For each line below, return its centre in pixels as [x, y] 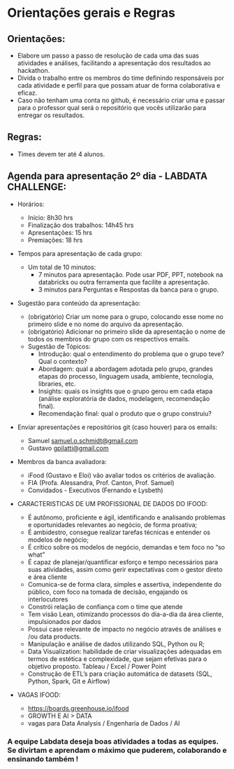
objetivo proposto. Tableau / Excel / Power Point [97, 666]
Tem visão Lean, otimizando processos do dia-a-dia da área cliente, [125, 614]
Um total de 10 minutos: [62, 267]
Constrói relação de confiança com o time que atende [105, 606]
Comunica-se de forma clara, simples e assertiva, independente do [125, 584]
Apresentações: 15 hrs [60, 232]
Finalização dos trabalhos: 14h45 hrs [81, 225]
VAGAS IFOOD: [39, 695]
